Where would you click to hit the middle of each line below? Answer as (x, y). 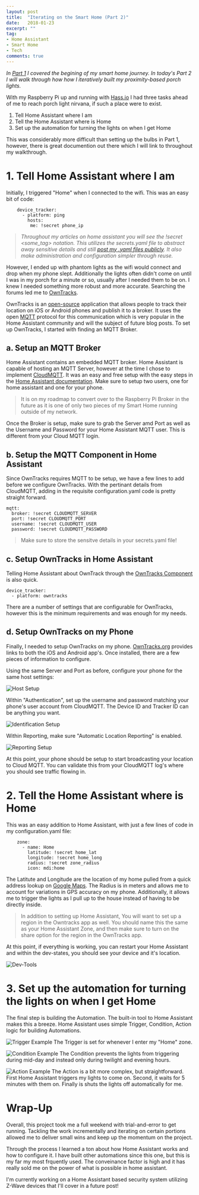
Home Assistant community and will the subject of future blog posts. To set (98, 323)
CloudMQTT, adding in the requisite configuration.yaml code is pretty (91, 491)
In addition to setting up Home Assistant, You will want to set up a (101, 916)
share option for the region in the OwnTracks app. (81, 935)
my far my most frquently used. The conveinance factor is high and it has (96, 1161)
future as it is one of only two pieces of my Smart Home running (99, 405)
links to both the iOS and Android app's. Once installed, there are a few (93, 653)
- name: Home (38, 847)
